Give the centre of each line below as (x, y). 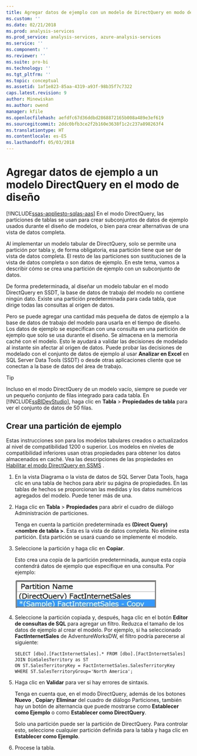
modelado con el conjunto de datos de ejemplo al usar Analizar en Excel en (98, 354)
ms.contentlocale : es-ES (36, 136)
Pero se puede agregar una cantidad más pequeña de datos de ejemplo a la (98, 316)
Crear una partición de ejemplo (64, 426)
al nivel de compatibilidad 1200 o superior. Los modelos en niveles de (90, 446)
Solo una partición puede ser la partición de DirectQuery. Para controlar (101, 724)
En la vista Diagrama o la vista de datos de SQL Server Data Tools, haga (101, 476)
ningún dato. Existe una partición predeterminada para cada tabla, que (91, 298)
